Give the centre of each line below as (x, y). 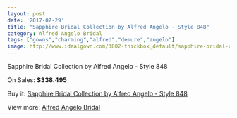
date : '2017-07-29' (36, 20)
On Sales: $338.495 (37, 80)
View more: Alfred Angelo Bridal (54, 107)
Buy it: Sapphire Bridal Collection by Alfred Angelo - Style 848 (98, 93)
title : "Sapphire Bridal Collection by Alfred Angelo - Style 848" (109, 27)
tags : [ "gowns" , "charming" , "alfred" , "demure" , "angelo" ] (91, 40)
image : (17, 46)
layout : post (26, 14)
